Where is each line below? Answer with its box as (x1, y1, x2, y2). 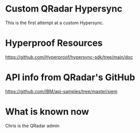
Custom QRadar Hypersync (5, 3, 122, 15)
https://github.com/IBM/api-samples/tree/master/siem (5, 88, 118, 94)
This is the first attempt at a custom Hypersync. (5, 20, 104, 26)
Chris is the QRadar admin (5, 122, 59, 128)
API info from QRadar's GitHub (5, 72, 135, 83)
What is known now (5, 106, 89, 117)
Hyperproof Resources (5, 37, 103, 49)
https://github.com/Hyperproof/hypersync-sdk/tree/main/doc (5, 54, 133, 60)
